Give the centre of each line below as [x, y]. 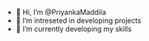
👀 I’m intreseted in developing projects [78, 20]
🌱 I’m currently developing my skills [74, 29]
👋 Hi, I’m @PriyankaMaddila [61, 12]
